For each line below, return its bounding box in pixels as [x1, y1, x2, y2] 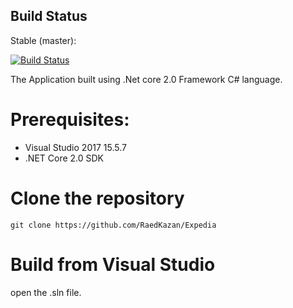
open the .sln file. [10, 286, 82, 298]
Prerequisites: [10, 109, 130, 131]
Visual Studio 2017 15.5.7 [24, 141, 127, 153]
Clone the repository [10, 187, 185, 209]
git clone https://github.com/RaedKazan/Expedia [10, 220, 217, 230]
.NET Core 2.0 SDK [24, 152, 105, 164]
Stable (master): [10, 34, 77, 46]
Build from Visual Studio [10, 253, 216, 276]
